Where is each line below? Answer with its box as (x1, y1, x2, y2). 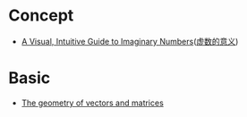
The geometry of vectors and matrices (21, 97, 165, 108)
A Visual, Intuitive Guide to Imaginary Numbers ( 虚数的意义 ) (21, 36, 239, 46)
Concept (8, 5, 74, 26)
